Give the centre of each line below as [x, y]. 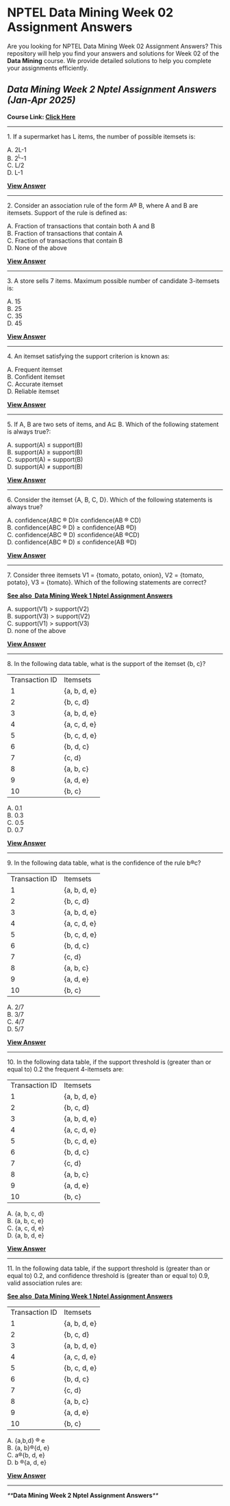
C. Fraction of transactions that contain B [65, 240]
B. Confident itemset [36, 377]
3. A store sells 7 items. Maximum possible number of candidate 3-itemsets [114, 281]
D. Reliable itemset [33, 391]
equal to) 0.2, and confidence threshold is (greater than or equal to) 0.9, [108, 1276]
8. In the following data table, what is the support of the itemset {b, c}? [106, 664]
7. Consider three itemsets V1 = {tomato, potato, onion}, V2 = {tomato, [105, 575]
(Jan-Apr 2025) [41, 100]
